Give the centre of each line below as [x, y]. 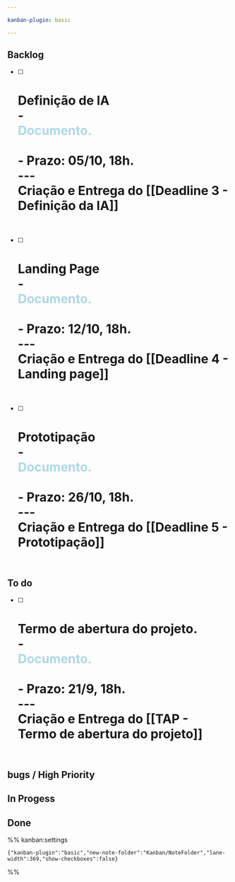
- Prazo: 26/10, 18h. [76, 497]
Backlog [26, 55]
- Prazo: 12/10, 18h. [74, 329]
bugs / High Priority [51, 775]
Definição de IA [64, 100]
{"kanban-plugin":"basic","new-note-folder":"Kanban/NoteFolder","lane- [116, 853]
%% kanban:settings [38, 840]
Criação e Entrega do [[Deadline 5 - [122, 527]
